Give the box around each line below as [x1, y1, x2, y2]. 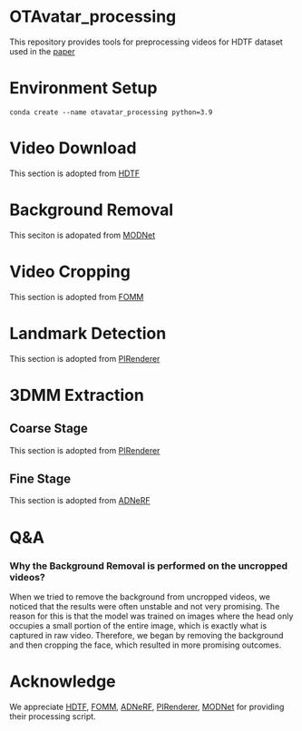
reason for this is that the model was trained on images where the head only [9, 610, 294, 621]
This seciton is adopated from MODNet [9, 229, 156, 240]
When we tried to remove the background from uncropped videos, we [9, 591, 270, 602]
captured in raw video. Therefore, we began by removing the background [9, 629, 284, 640]
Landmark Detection [9, 323, 167, 344]
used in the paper [9, 45, 75, 56]
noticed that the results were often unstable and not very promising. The [9, 600, 280, 611]
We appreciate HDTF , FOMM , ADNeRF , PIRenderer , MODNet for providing [9, 701, 285, 712]
